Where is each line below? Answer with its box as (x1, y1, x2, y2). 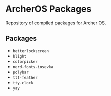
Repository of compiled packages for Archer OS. (5, 20, 106, 26)
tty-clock (12, 80, 34, 85)
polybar (12, 70, 29, 75)
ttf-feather (12, 75, 38, 80)
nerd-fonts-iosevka (12, 64, 54, 69)
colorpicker (12, 59, 38, 64)
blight (12, 54, 27, 59)
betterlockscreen (12, 48, 49, 53)
